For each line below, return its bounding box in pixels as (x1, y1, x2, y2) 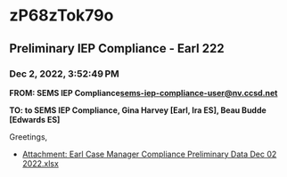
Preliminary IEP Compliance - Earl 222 (9, 41, 225, 56)
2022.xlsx (21, 157, 60, 169)
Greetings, (9, 131, 48, 142)
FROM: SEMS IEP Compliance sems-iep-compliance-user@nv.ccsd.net (9, 87, 278, 98)
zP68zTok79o (9, 5, 114, 26)
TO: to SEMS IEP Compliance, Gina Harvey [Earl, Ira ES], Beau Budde (9, 104, 267, 116)
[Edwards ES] (9, 114, 61, 125)
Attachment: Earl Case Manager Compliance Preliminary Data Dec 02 (21, 149, 277, 159)
